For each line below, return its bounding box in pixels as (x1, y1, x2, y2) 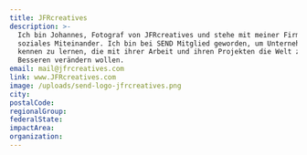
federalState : (9, 115, 64, 124)
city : (9, 89, 30, 98)
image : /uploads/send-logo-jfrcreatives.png (9, 81, 182, 90)
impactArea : (9, 124, 55, 133)
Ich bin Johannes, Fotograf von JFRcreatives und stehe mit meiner (17, 30, 281, 39)
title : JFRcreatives (9, 13, 89, 23)
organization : (9, 132, 64, 141)
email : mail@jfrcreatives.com (9, 65, 125, 74)
